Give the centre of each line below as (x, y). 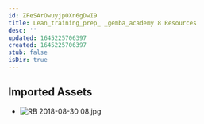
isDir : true (28, 60)
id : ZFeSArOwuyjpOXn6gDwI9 (53, 15)
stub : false (28, 52)
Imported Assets (50, 92)
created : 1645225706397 (48, 45)
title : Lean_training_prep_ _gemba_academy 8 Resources (102, 23)
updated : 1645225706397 (48, 38)
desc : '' (23, 30)
